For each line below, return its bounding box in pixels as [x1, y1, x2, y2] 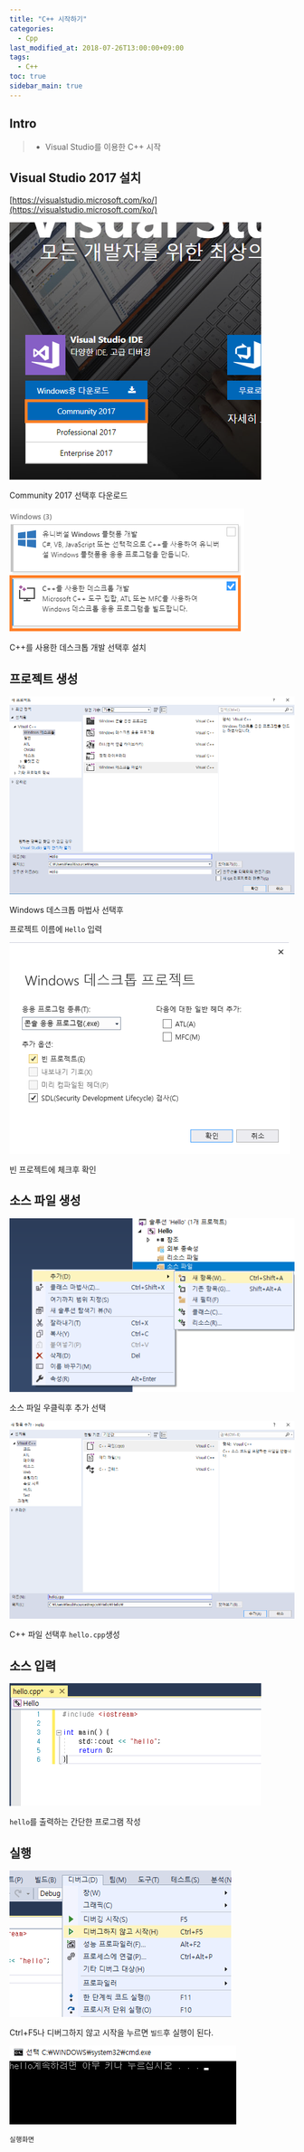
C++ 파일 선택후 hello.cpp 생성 [9, 1629, 120, 1640]
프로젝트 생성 [9, 671, 79, 687]
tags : [9, 52, 30, 62]
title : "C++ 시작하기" [9, 14, 88, 24]
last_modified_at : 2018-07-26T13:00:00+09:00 [9, 43, 184, 52]
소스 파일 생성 [9, 1193, 81, 1208]
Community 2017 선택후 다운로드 [9, 490, 128, 501]
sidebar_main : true [9, 81, 83, 90]
